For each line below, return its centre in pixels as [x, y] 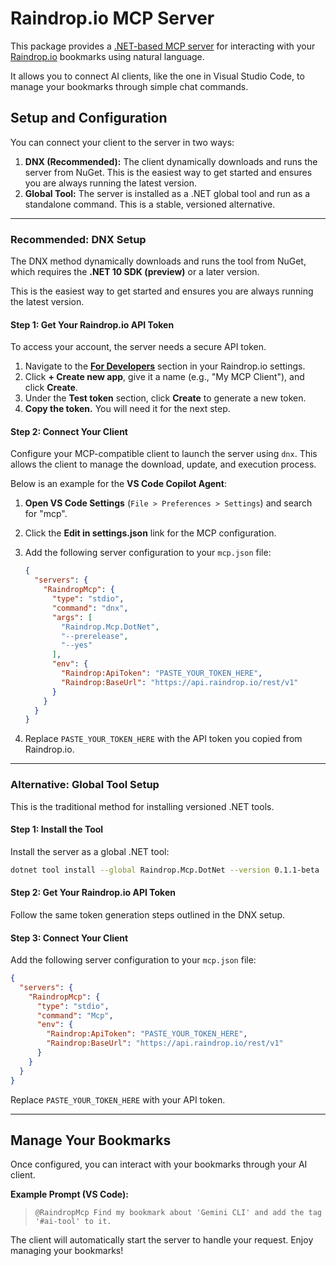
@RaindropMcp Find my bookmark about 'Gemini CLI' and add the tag [178, 1213]
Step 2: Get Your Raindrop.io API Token [93, 893]
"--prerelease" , [95, 636]
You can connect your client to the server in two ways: [122, 142]
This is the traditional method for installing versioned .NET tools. [142, 806]
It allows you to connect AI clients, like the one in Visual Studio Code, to [157, 76]
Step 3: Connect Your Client [69, 938]
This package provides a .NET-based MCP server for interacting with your [163, 46]
